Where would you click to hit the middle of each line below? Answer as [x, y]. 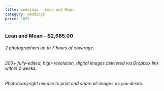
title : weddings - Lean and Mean [39, 10]
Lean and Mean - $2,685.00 [39, 36]
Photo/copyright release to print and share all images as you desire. [74, 84]
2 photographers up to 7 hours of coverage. [50, 48]
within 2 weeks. [21, 68]
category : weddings [25, 14]
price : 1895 [17, 19]
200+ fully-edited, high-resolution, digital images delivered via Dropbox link [82, 63]
